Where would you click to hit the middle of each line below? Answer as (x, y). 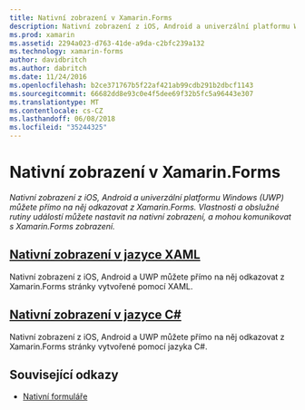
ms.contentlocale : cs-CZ (56, 111)
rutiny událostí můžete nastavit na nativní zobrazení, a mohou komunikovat (151, 216)
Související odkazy (64, 374)
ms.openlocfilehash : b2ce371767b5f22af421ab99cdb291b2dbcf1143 (132, 85)
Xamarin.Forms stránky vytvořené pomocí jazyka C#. (108, 347)
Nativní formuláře (55, 396)
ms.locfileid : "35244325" (58, 128)
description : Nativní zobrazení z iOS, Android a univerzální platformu (150, 26)
